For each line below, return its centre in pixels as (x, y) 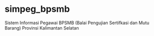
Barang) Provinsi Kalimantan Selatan (42, 28)
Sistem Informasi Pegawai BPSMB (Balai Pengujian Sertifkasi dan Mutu (77, 23)
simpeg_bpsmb (37, 9)
